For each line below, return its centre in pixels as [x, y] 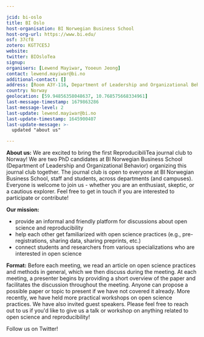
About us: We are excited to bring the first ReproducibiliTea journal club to [99, 153]
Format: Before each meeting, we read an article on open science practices [101, 265]
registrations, [32, 241]
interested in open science [48, 254]
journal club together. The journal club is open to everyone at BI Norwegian [100, 172]
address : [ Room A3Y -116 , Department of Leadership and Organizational [97, 85]
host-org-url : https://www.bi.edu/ [51, 34]
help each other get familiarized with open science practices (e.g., [98, 234]
